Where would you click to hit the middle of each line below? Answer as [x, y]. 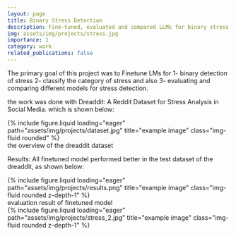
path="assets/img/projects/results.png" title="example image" [98, 187]
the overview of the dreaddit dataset [60, 145]
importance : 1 [28, 40]
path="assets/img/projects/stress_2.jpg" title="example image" [100, 217]
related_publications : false [50, 54]
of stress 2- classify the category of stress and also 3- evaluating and [109, 80]
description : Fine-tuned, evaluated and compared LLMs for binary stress [118, 27]
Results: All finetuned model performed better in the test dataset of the [110, 159]
